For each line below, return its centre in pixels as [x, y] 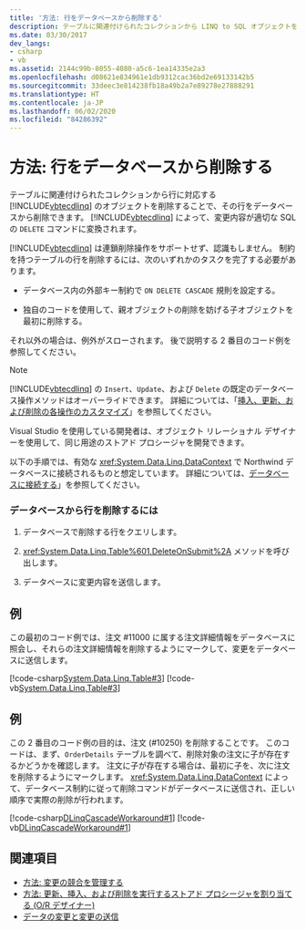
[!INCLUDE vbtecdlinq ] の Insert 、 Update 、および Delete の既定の [132, 389]
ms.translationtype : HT [55, 94]
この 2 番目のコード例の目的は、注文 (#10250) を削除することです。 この [146, 742]
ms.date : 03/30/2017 [49, 35]
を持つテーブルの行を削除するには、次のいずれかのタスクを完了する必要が [149, 260]
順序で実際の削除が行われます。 [69, 800]
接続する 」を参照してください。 [85, 485]
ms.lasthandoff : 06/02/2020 [63, 111]
